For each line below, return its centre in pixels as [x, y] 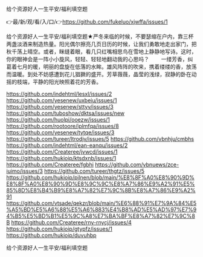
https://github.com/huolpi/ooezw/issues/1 [58, 119]
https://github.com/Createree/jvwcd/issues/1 [62, 152]
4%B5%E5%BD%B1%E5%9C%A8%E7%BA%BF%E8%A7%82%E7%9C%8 [101, 216]
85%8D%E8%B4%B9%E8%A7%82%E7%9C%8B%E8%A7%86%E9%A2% [101, 190]
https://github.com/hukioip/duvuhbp [51, 235]
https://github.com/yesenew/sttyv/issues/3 [60, 107]
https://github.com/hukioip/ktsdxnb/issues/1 [61, 158]
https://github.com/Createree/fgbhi [50, 164]
